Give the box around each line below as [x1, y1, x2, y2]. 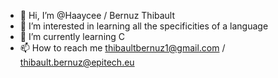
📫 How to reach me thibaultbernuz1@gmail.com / [19, 42, 226, 54]
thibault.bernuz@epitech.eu [19, 56, 135, 68]
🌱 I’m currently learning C [19, 31, 126, 42]
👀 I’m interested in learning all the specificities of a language [19, 20, 269, 32]
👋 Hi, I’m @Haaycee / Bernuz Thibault [19, 10, 176, 21]
